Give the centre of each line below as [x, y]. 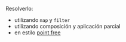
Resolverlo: [19, 9]
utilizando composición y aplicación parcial [67, 26]
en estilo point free [37, 33]
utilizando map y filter [42, 20]
